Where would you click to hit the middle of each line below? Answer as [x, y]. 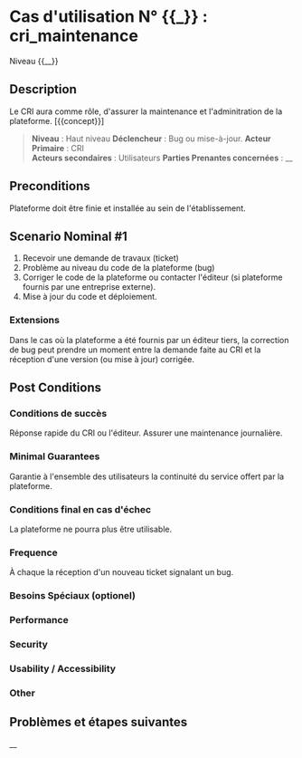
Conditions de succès [58, 413]
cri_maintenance [74, 36]
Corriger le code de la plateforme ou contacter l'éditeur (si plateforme [152, 277]
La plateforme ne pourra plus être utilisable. [91, 529]
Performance [39, 620]
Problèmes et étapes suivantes [99, 722]
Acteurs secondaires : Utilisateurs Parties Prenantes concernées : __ [162, 158]
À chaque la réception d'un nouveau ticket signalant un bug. [122, 572]
